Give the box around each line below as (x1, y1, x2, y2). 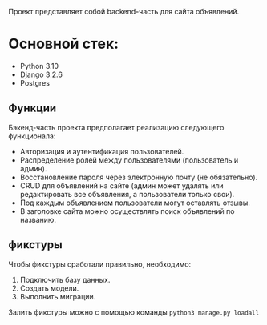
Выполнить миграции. (19, 291, 96, 301)
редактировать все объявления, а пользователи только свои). (19, 189, 235, 199)
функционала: (8, 131, 56, 141)
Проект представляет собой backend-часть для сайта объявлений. (8, 7, 240, 16)
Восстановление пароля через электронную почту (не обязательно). (19, 172, 258, 182)
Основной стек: (8, 35, 119, 53)
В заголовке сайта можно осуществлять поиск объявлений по (19, 206, 235, 215)
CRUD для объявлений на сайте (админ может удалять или (19, 180, 224, 191)
